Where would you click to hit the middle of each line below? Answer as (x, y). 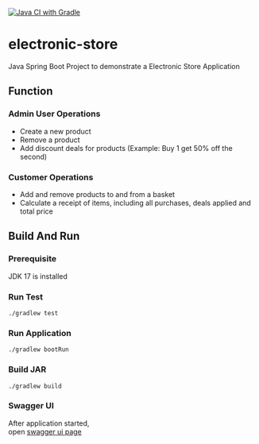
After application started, (49, 423)
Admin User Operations (54, 114)
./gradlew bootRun (39, 349)
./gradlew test (33, 313)
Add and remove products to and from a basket (97, 194)
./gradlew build (35, 386)
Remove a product (50, 140)
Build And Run (44, 236)
